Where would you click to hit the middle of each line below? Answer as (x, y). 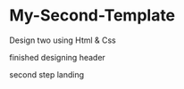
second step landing (47, 74)
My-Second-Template (92, 16)
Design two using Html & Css (63, 40)
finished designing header (57, 57)
